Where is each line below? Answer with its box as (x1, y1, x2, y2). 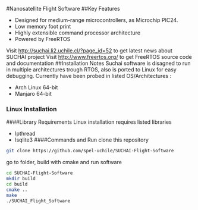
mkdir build (6, 175, 36, 182)
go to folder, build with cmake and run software (6, 159, 122, 166)
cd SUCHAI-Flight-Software (6, 170, 73, 176)
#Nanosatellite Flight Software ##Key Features (6, 5, 120, 12)
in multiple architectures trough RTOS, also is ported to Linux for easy (6, 66, 177, 73)
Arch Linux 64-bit (14, 84, 58, 91)
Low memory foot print (14, 23, 71, 30)
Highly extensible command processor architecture (14, 29, 141, 36)
